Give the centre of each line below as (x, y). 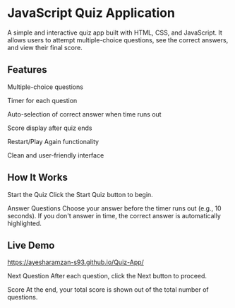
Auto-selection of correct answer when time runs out (84, 114)
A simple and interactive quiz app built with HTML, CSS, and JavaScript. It (115, 32)
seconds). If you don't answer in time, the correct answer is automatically (114, 215)
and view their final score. (45, 47)
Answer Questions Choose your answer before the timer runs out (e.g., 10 (114, 208)
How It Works (38, 178)
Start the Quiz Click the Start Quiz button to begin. (80, 194)
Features (27, 70)
